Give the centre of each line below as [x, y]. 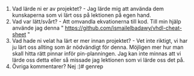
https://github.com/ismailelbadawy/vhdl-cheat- [124, 28]
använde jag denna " [38, 28]
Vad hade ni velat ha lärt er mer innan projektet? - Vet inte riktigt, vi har [100, 41]
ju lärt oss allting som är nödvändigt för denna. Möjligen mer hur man [98, 47]
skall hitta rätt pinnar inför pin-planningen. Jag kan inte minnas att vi [96, 53]
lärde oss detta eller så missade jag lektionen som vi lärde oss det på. [98, 60]
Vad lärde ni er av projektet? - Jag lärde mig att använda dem [88, 9]
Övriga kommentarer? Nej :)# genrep [58, 66]
